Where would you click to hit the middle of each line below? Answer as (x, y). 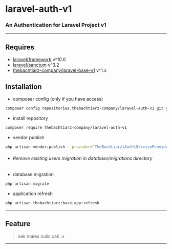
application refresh (33, 194)
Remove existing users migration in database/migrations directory (82, 158)
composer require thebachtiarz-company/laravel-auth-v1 (66, 127)
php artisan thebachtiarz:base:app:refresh (52, 203)
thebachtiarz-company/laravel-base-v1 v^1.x (60, 70)
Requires (20, 47)
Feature (18, 224)
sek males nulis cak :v (41, 236)
